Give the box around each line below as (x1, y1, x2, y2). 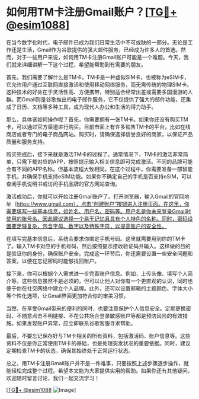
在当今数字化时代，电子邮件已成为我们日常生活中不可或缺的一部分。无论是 (6, 39, 188, 46)
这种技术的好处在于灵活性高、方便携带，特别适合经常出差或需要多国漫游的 (6, 88, 188, 95)
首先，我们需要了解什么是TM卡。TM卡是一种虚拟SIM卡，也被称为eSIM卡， (6, 74, 190, 81)
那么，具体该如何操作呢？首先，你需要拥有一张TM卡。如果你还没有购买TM (6, 116, 188, 123)
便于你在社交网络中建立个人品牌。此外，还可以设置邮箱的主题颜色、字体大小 (6, 285, 193, 292)
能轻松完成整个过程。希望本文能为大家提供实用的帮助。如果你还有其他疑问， (6, 367, 193, 374)
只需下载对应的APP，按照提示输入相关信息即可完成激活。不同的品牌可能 (16, 158, 193, 165)
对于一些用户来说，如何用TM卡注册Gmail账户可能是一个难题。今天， (16, 53, 184, 60)
